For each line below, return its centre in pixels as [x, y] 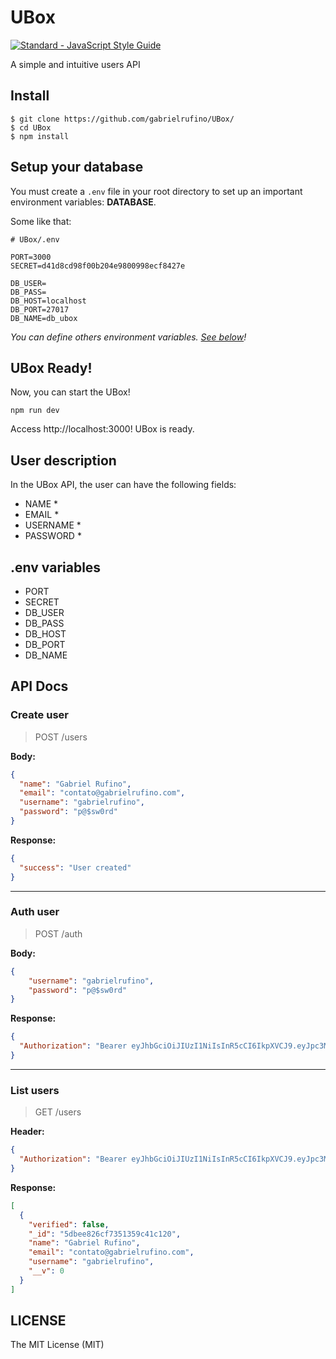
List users [35, 1090]
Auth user [35, 912]
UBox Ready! [51, 367]
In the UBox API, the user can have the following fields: [123, 485]
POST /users [61, 737]
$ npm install [40, 136]
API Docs [39, 686]
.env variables [56, 567]
